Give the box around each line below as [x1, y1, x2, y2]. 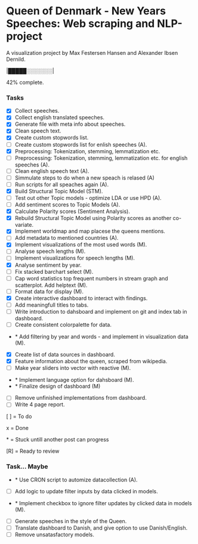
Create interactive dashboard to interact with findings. [14, 294, 148, 302]
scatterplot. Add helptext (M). [14, 282, 88, 289]
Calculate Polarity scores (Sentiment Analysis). [14, 208, 130, 215]
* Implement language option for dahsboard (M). [14, 376, 134, 384]
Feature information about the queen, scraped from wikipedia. [14, 358, 168, 365]
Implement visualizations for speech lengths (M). [14, 255, 135, 262]
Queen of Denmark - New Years [6, 4, 166, 18]
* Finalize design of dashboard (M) [14, 383, 101, 390]
